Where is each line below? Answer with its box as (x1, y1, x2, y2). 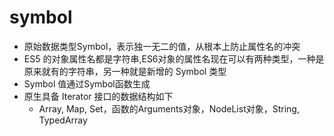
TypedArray (38, 114, 88, 126)
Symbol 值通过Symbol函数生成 (23, 77, 151, 90)
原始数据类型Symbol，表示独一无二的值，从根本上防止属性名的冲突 (23, 40, 301, 52)
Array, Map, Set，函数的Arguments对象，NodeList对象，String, (38, 102, 300, 115)
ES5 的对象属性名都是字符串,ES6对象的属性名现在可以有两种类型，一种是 (23, 52, 325, 65)
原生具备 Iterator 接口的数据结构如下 (23, 90, 174, 102)
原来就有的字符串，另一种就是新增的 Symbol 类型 (23, 65, 227, 77)
